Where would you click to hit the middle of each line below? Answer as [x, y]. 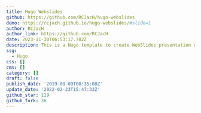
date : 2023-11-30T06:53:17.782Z [46, 39]
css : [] [16, 62]
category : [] [22, 73]
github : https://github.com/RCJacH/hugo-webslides [71, 17]
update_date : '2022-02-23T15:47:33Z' [53, 90]
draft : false [22, 78]
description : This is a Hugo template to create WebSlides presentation [99, 45]
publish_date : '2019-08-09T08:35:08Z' [54, 84]
